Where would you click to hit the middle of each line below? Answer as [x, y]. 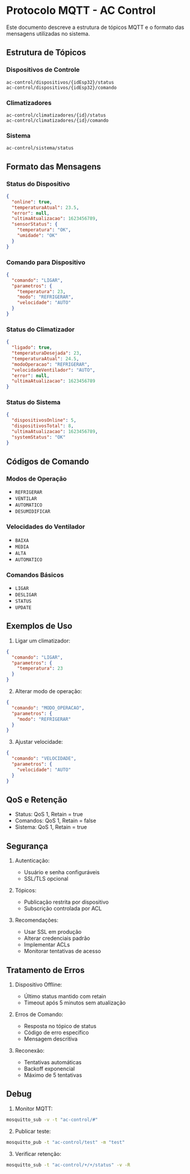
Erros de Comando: [39, 1014]
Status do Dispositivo [38, 183]
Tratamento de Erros [46, 970]
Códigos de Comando [47, 462]
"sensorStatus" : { [35, 224]
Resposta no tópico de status [60, 1026]
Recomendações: [37, 920]
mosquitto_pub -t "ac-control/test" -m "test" [66, 1142]
